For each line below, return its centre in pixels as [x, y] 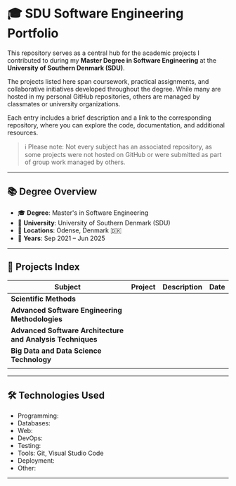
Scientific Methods [43, 299]
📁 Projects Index [44, 267]
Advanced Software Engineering [66, 310]
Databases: [34, 423]
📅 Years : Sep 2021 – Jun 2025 [61, 238]
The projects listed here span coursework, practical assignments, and [108, 81]
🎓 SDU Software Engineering [96, 14]
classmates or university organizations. [64, 104]
